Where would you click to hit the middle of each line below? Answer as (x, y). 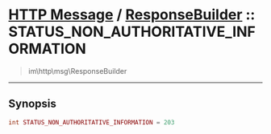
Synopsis (32, 104)
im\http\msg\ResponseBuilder (77, 71)
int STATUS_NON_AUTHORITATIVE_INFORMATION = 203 (92, 122)
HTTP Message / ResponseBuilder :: (132, 15)
